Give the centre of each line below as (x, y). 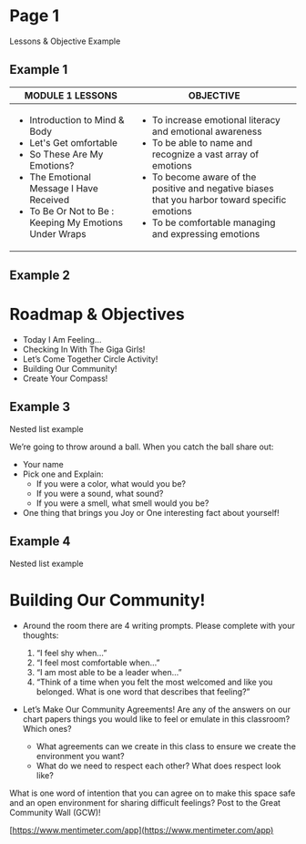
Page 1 (35, 16)
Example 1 (39, 70)
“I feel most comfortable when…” (98, 663)
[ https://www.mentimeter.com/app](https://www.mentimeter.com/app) (142, 829)
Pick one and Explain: (63, 474)
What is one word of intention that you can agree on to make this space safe (153, 793)
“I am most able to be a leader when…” (109, 672)
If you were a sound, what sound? (100, 493)
